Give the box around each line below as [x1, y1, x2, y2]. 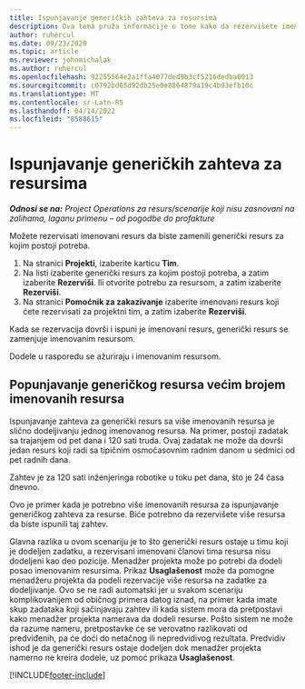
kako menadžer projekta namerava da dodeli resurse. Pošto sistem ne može [9, 613, 293, 624]
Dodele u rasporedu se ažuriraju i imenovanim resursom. [9, 351, 221, 362]
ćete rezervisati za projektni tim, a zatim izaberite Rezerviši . [22, 306, 247, 317]
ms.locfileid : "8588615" [9, 115, 103, 124]
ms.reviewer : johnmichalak [9, 55, 112, 65]
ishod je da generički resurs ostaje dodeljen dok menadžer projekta [9, 642, 261, 653]
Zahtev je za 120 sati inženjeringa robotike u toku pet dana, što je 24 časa [9, 472, 284, 483]
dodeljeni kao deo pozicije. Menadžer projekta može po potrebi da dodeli [9, 555, 283, 566]
